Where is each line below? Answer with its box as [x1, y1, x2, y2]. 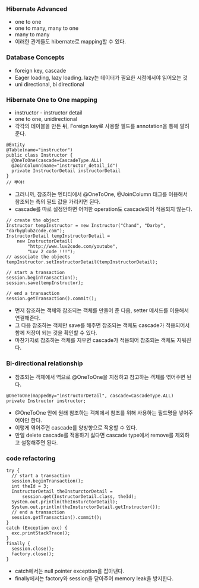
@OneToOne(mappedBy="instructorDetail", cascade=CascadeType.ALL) [6, 393, 174, 399]
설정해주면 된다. [21, 439, 58, 446]
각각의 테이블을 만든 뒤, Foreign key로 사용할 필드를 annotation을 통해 [14, 122, 179, 129]
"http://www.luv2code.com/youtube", [27, 243, 118, 249]
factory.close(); [11, 551, 55, 557]
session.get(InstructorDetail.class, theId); [21, 494, 137, 500]
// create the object [6, 217, 60, 223]
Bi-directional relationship [6, 359, 83, 368]
